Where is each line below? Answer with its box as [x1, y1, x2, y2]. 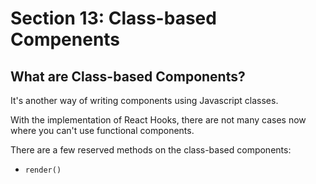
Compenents [10, 28, 121, 51]
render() [24, 165, 62, 175]
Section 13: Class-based [10, 7, 217, 30]
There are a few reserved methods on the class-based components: [10, 144, 292, 156]
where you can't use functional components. [10, 125, 195, 136]
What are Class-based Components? [10, 68, 246, 85]
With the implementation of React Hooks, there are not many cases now [10, 114, 307, 126]
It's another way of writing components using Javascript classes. [10, 95, 279, 106]
